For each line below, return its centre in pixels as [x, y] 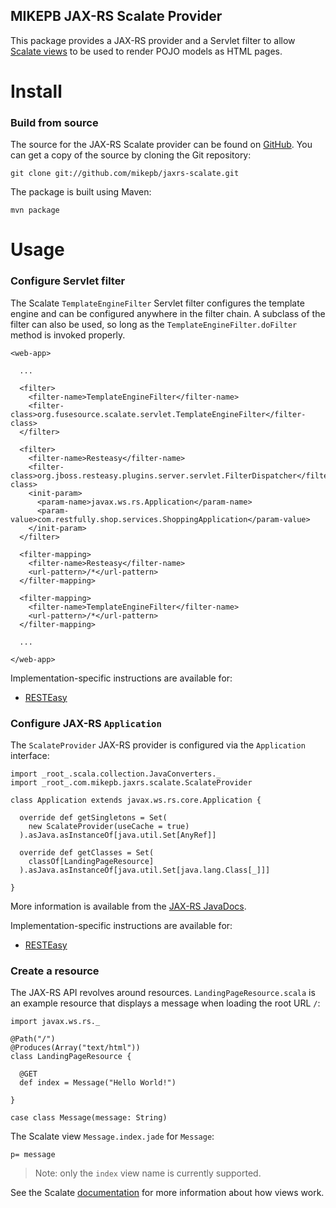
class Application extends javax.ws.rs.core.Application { [136, 800]
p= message [33, 1155]
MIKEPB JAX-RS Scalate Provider [116, 16]
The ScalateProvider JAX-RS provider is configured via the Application [158, 745]
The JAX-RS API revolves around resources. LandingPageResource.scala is [163, 993]
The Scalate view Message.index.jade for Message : [112, 1136]
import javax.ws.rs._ [55, 1022]
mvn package [35, 210]
